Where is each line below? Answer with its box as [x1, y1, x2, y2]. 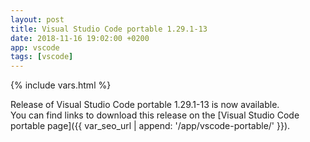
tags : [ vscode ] [10, 52, 74, 62]
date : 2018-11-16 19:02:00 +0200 [10, 33, 150, 43]
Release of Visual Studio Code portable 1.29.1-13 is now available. [10, 99, 280, 111]
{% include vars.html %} [10, 79, 112, 91]
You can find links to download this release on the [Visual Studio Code [10, 109, 300, 121]
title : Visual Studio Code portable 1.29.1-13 [10, 24, 208, 34]
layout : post [10, 14, 65, 25]
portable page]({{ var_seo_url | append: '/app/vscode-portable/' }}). [10, 120, 291, 132]
